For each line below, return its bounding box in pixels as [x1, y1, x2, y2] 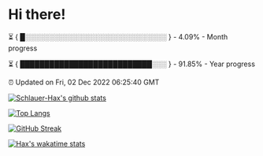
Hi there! [8, 6, 66, 24]
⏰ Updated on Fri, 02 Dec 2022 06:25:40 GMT [8, 77, 160, 87]
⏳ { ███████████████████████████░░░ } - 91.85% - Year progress [8, 59, 256, 69]
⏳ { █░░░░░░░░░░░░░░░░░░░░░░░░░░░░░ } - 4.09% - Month [8, 32, 228, 41]
